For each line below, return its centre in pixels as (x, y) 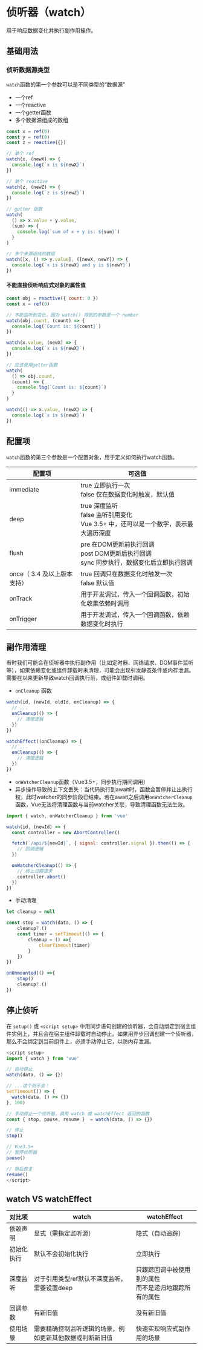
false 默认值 (98, 583)
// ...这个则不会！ (28, 1086)
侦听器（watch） (49, 12)
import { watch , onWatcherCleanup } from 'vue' (67, 816)
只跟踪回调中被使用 (163, 1270)
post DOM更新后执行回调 (116, 553)
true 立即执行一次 (105, 485)
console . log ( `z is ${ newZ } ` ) (48, 193)
